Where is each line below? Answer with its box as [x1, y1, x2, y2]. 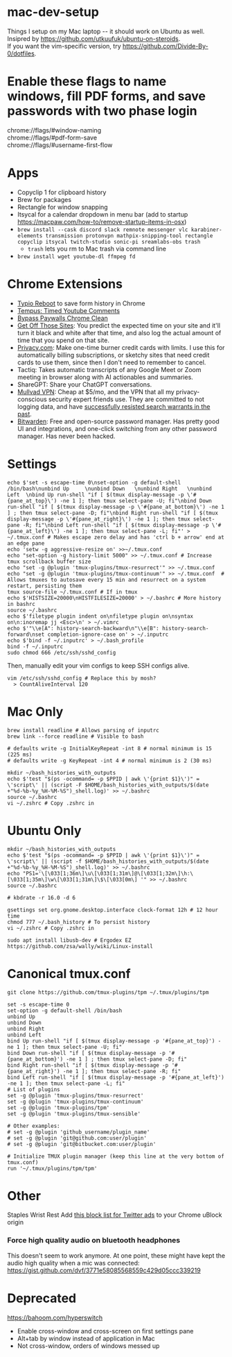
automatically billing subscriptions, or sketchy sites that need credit [17, 351, 210, 359]
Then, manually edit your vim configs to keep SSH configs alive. [7, 661, 190, 670]
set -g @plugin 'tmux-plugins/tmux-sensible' [7, 1110, 141, 1118]
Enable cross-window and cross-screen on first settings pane [17, 1326, 194, 1335]
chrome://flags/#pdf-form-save [7, 133, 98, 142]
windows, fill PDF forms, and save [7, 88, 206, 104]
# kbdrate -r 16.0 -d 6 [7, 894, 76, 901]
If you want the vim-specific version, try [7, 42, 121, 50]
